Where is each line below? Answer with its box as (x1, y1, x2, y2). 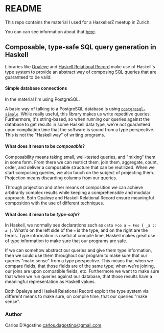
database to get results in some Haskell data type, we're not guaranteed (5, 121, 151, 127)
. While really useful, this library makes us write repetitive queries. (18, 111, 151, 117)
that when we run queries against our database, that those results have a (5, 274, 153, 279)
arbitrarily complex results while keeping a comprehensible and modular (5, 190, 151, 195)
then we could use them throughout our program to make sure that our (5, 252, 148, 258)
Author (5, 311, 23, 318)
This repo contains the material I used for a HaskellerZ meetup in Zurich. (5, 19, 151, 25)
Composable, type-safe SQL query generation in (5, 43, 157, 52)
